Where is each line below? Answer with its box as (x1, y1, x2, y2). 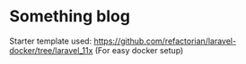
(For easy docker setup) (94, 44, 184, 55)
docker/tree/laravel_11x (9, 44, 93, 55)
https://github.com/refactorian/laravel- (93, 36, 236, 46)
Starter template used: (9, 36, 92, 46)
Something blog (9, 6, 130, 27)
